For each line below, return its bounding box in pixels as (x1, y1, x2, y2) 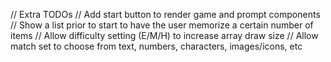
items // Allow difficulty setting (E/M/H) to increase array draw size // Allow (10, 30, 319, 41)
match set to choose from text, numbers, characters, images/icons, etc (10, 40, 303, 52)
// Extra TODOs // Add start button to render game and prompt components (10, 9, 321, 20)
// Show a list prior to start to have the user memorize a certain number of (10, 19, 314, 31)
